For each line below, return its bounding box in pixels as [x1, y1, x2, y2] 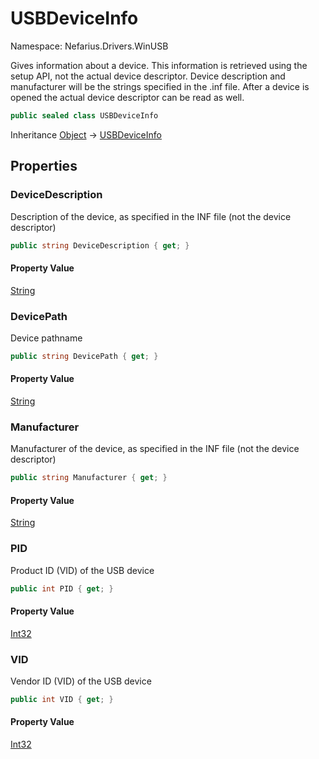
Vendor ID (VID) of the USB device [10, 675, 152, 687]
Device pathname [10, 332, 83, 344]
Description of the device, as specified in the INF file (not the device [10, 210, 292, 222]
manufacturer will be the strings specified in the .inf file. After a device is [10, 80, 310, 92]
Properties [10, 158, 78, 175]
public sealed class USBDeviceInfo [10, 110, 159, 121]
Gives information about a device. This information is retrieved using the [10, 59, 308, 71]
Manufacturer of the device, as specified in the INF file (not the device [10, 443, 300, 455]
